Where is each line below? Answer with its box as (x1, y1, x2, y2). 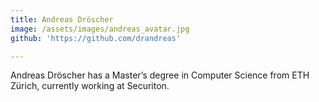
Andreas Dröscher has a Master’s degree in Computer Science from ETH (10, 69, 310, 81)
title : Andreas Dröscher (10, 14, 114, 25)
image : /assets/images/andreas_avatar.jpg (10, 24, 190, 34)
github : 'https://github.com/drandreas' (10, 33, 182, 43)
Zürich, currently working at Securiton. (10, 80, 170, 92)
